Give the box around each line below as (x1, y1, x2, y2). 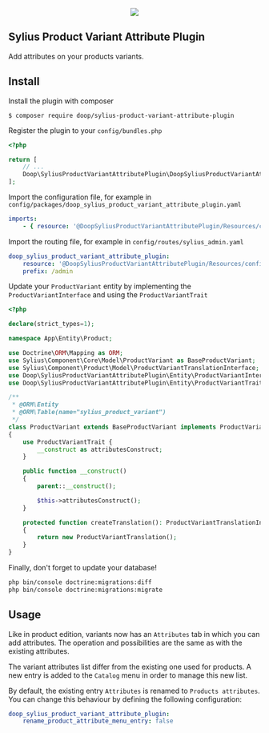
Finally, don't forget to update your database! (8, 563, 158, 572)
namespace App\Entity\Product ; (8, 335, 113, 343)
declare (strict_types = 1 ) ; (8, 320, 94, 328)
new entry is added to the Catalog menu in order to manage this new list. (8, 670, 248, 680)
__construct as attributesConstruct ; (37, 445, 163, 453)
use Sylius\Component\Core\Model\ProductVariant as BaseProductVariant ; (8, 356, 256, 364)
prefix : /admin (22, 267, 74, 276)
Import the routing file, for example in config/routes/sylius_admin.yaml (8, 236, 244, 246)
